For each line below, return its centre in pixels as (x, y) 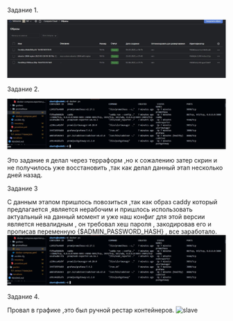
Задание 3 (23, 189)
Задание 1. (23, 10)
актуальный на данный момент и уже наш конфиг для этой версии (106, 217)
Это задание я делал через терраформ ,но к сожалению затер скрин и (112, 160)
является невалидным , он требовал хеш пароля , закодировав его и (109, 224)
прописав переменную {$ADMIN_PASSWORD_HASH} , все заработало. (112, 231)
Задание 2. (24, 89)
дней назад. (25, 175)
